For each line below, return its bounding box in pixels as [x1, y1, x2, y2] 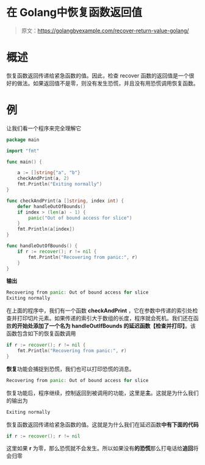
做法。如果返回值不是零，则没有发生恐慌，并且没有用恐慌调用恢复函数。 [16, 79, 199, 87]
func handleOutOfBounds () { [6, 243, 78, 249]
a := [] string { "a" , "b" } [17, 170, 81, 176]
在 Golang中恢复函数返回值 [6, 5, 142, 20]
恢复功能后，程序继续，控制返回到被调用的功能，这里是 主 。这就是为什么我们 [6, 389, 199, 397]
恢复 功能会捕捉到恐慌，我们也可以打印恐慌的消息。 [6, 365, 135, 372]
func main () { [6, 159, 43, 165]
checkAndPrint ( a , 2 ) [17, 175, 70, 182]
